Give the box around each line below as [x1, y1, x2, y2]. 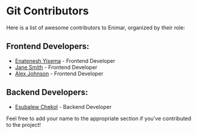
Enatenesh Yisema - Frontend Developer [14, 57, 115, 64]
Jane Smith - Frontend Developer [14, 63, 98, 71]
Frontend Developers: [6, 41, 89, 51]
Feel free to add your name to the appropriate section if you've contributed [6, 115, 192, 122]
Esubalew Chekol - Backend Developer [14, 103, 112, 110]
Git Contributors [6, 4, 89, 18]
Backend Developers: [6, 87, 88, 98]
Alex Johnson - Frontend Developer [14, 70, 104, 77]
